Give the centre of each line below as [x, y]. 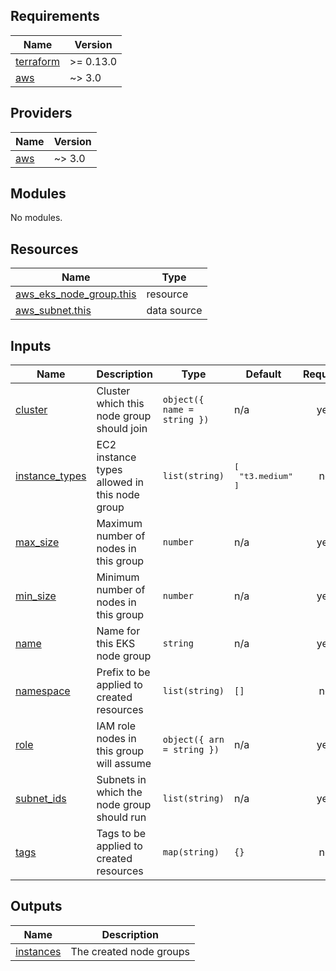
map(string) [191, 852]
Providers [41, 113]
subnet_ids [41, 799]
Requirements [55, 16]
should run [121, 817]
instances [38, 951]
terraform [38, 61]
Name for [118, 631]
